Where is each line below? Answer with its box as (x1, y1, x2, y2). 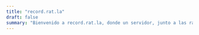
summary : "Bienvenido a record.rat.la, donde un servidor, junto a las (6, 20, 187, 26)
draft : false (6, 14, 38, 20)
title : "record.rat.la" (6, 8, 65, 15)
